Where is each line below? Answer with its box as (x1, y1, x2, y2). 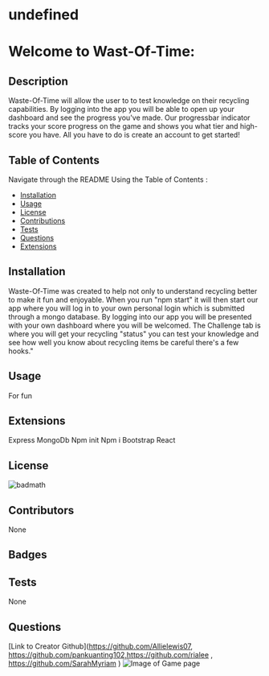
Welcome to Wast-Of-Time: (8, 43, 195, 61)
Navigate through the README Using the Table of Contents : (8, 175, 208, 184)
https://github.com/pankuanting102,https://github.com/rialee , (8, 650, 214, 660)
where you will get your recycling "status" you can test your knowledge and (8, 328, 259, 339)
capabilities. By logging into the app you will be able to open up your (8, 105, 235, 114)
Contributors (8, 503, 75, 517)
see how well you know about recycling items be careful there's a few (8, 337, 239, 347)
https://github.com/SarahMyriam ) (8, 658, 121, 669)
